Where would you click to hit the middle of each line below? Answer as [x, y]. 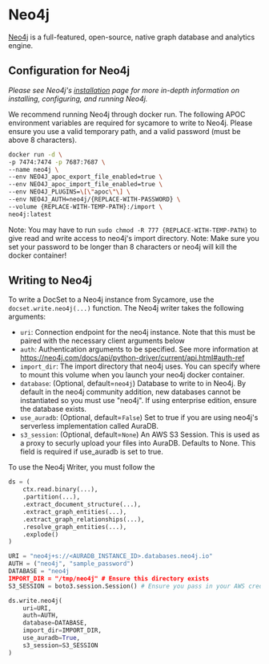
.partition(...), [52, 497]
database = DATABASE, [55, 623]
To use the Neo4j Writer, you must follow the [82, 467]
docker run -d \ [35, 154]
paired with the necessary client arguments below [102, 341]
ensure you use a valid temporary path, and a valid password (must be [124, 131]
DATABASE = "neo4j [39, 572]
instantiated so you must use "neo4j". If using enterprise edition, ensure [139, 401]
